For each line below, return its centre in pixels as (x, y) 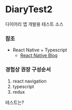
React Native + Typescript (40, 50)
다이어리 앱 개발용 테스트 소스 (34, 24)
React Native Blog (39, 56)
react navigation (29, 81)
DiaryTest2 (29, 9)
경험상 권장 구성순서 (28, 70)
